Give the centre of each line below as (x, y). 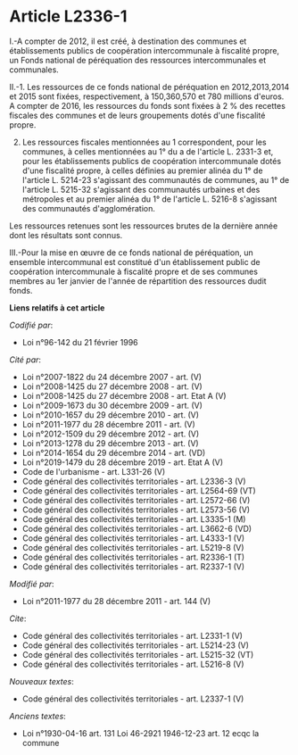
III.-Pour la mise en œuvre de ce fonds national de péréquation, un (132, 253)
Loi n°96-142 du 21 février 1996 (80, 342)
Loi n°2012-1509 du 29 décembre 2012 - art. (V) (111, 434)
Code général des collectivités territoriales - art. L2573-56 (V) (136, 510)
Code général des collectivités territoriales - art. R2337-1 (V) (133, 566)
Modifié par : (32, 584)
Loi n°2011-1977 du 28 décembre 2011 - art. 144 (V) (116, 601)
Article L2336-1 (68, 17)
